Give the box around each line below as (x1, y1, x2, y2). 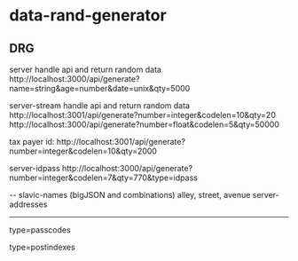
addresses (9, 199, 48, 210)
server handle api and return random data (9, 64, 162, 75)
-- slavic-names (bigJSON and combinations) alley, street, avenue (9, 190, 251, 200)
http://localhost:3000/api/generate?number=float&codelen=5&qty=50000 (9, 119, 279, 130)
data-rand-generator (9, 5, 167, 26)
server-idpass (9, 163, 60, 173)
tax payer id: (9, 137, 55, 146)
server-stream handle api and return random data (9, 100, 191, 111)
